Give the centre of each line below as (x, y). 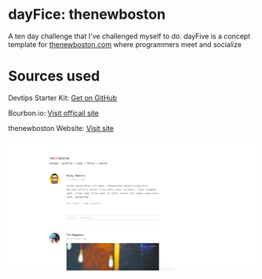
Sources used (54, 76)
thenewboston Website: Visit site (61, 128)
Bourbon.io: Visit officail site (54, 113)
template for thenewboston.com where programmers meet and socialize (125, 44)
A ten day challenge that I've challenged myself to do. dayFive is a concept (129, 36)
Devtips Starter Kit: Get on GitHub (63, 98)
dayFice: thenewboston (87, 14)
